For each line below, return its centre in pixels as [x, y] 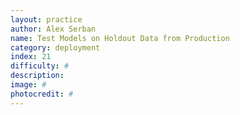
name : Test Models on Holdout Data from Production [120, 38]
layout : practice [46, 19]
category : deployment [55, 47]
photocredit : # [42, 94]
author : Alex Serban [53, 29]
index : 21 [31, 57]
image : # [28, 85]
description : [37, 76]
